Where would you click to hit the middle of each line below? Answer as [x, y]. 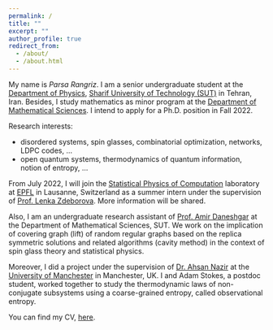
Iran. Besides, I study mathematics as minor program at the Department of [132, 102]
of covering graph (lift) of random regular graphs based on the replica [125, 233]
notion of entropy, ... [54, 167]
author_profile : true [45, 39]
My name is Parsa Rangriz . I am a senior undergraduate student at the [126, 84]
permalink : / [30, 16]
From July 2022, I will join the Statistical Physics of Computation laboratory [134, 183]
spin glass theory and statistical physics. [76, 251]
